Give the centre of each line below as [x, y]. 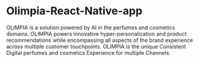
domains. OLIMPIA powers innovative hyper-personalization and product [96, 33]
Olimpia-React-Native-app [74, 11]
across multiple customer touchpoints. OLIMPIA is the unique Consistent [96, 46]
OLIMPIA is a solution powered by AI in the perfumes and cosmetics [91, 27]
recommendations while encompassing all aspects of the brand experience [100, 40]
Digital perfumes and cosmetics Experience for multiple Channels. [88, 52]
